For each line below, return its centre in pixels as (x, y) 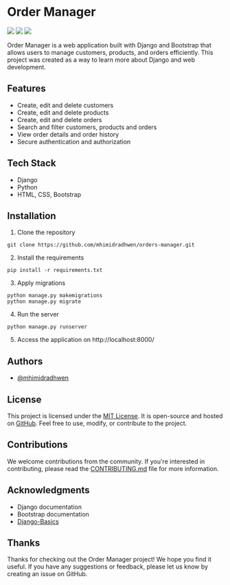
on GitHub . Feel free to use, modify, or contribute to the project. (97, 423)
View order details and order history (68, 134)
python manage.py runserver (47, 327)
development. (26, 67)
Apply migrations (41, 283)
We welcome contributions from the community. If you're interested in (106, 461)
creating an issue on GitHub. (47, 574)
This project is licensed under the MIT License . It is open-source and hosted (115, 416)
